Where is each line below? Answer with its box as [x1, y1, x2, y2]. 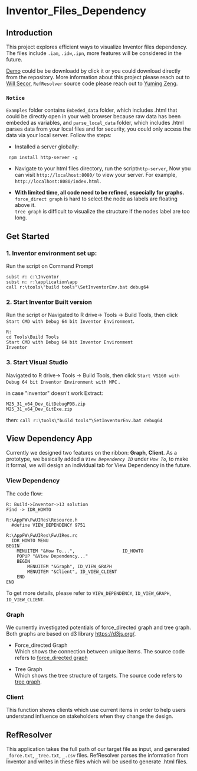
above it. [14, 202, 37, 209]
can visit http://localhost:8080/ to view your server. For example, [14, 171, 178, 179]
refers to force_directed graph [14, 654, 88, 661]
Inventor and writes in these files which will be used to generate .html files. [6, 758, 188, 765]
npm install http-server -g [8, 155, 78, 161]
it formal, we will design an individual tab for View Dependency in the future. [6, 462, 192, 469]
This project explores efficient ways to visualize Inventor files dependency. [6, 43, 188, 50]
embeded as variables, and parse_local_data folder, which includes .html [6, 119, 184, 127]
